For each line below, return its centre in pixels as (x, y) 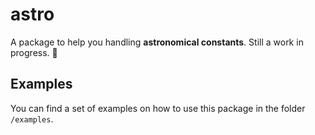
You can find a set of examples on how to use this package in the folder (158, 108)
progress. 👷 (34, 52)
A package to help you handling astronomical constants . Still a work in (157, 42)
